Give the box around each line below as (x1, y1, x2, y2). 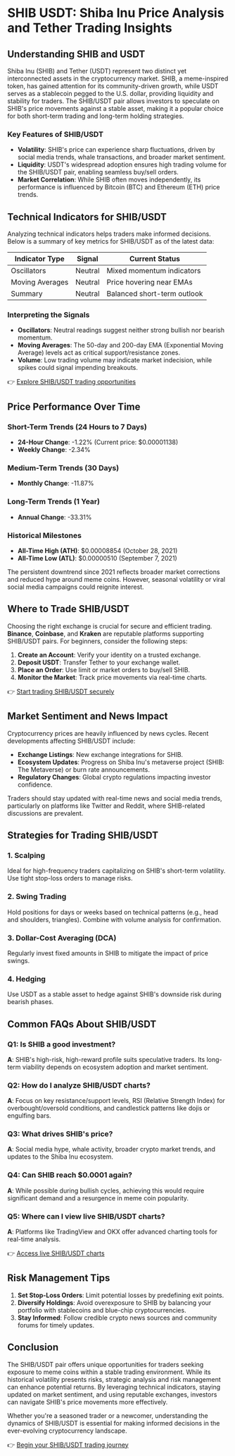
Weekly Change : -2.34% (17, 446, 91, 454)
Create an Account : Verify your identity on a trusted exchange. (17, 650, 201, 659)
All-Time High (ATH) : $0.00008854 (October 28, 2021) (17, 546, 178, 555)
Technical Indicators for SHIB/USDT (7, 210, 167, 223)
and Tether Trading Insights (7, 20, 172, 36)
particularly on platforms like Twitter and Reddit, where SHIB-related (7, 801, 205, 810)
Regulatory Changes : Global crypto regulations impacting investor (17, 772, 211, 781)
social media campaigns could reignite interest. (7, 583, 144, 591)
